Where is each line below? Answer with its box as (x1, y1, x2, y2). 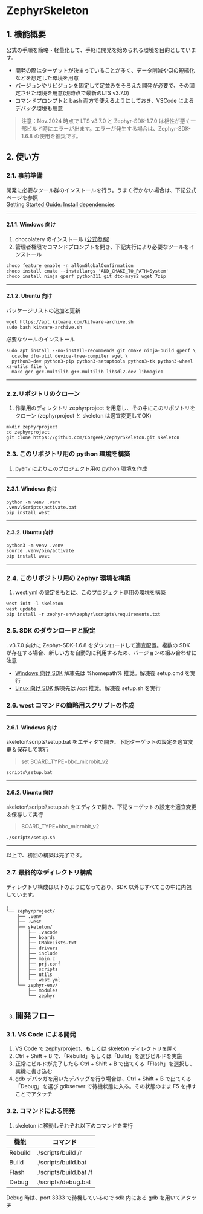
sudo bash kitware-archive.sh (6, 324, 83, 331)
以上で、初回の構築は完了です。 (6, 851, 86, 859)
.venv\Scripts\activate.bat (6, 504, 77, 511)
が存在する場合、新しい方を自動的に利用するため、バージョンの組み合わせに (6, 649, 197, 656)
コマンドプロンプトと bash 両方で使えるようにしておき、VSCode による (14, 97, 195, 104)
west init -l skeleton (6, 601, 63, 607)
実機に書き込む (14, 1068, 53, 1075)
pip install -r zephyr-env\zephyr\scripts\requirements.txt (6, 612, 161, 618)
